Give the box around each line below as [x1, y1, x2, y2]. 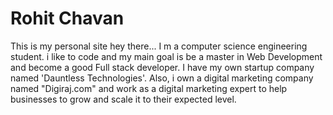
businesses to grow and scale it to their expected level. [10, 93, 237, 105]
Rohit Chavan [10, 7, 125, 30]
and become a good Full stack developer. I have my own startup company [10, 61, 315, 73]
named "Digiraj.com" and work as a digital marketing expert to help [10, 82, 288, 94]
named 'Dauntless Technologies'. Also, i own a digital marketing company [10, 72, 314, 84]
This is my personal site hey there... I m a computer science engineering [10, 40, 308, 52]
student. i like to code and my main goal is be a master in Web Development [10, 50, 323, 62]
